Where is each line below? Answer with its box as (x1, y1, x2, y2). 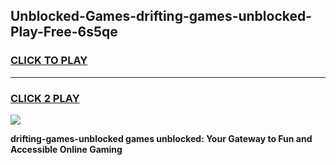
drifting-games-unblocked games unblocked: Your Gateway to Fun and (10, 132, 313, 144)
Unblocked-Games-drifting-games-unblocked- (10, 8, 313, 25)
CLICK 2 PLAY (10, 91, 80, 105)
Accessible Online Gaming (10, 143, 123, 155)
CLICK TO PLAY (10, 54, 88, 68)
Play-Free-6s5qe (10, 24, 118, 41)
